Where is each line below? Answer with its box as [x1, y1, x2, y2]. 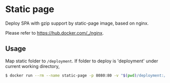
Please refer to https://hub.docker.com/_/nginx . [5, 30, 104, 36]
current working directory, [5, 63, 60, 69]
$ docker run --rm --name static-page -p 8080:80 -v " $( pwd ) [5, 73, 137, 78]
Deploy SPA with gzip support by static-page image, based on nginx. [5, 20, 149, 26]
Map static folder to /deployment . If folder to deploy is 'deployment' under [5, 58, 158, 64]
